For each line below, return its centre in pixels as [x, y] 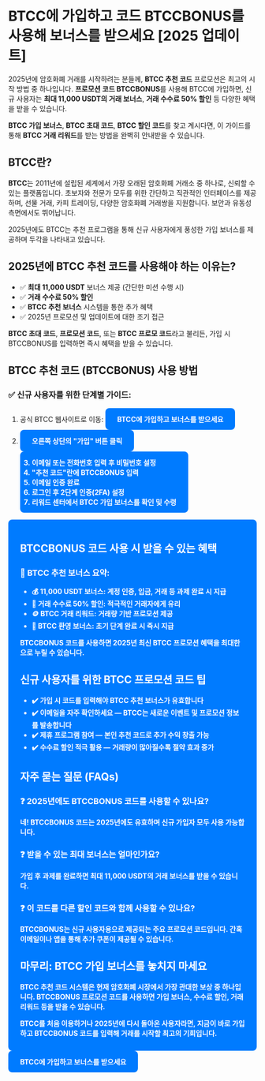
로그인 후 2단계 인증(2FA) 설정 [78, 492]
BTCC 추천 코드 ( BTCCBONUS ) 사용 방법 [103, 370]
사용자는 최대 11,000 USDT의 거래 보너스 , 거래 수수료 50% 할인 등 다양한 [129, 99]
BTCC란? [30, 163]
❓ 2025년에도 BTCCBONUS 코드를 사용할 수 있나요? [114, 802]
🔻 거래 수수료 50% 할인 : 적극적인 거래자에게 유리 [106, 604]
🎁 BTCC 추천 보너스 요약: [65, 573]
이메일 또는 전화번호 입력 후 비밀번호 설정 [93, 463]
